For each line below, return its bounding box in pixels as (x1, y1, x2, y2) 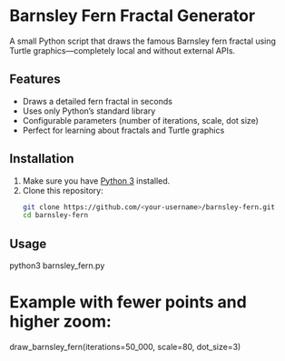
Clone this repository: (22, 185, 103, 196)
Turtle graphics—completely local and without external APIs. (9, 45, 236, 55)
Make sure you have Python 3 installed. (22, 175, 171, 186)
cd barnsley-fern (22, 211, 89, 220)
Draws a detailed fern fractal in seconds (22, 95, 172, 106)
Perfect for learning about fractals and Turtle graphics (22, 125, 225, 135)
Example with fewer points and (9, 292, 247, 313)
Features (9, 72, 61, 87)
